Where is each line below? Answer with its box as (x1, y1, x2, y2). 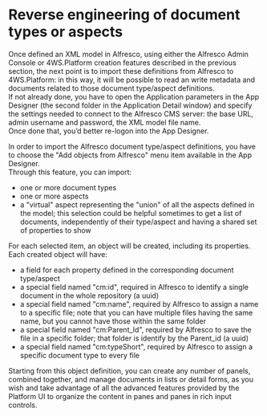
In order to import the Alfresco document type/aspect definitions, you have (8, 141, 257, 151)
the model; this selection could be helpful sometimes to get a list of (19, 208, 242, 218)
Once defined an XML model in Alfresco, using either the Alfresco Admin (8, 49, 249, 59)
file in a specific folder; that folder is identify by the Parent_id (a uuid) (19, 333, 249, 343)
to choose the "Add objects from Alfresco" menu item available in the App (8, 150, 253, 160)
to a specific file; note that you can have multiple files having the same (19, 308, 253, 317)
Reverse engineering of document (8, 6, 241, 24)
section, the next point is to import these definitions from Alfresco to (8, 66, 234, 75)
